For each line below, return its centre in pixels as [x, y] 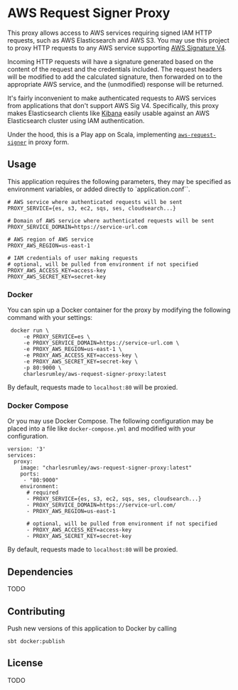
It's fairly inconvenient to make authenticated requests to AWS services [112, 98]
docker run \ [30, 331]
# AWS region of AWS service [50, 239]
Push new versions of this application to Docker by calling [92, 628]
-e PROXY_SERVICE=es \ [57, 337]
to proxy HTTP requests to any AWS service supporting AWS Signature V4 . [117, 48]
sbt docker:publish [36, 641]
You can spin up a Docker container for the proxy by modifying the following [119, 310]
